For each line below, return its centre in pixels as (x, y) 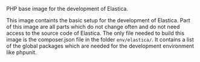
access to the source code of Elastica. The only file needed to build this (95, 33)
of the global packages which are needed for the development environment (100, 46)
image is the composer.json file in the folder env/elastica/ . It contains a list (100, 39)
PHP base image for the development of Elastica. (67, 9)
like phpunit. (22, 52)
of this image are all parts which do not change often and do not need (93, 27)
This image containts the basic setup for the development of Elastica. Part (98, 20)
